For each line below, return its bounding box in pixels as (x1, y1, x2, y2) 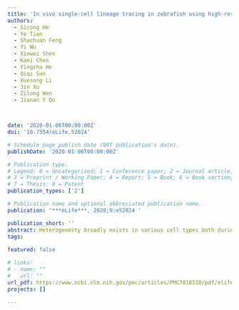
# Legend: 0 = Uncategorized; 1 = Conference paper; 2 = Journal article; (7, 167, 234, 175)
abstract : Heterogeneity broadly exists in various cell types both (7, 226, 215, 234)
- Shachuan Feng (14, 37, 62, 44)
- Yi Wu (14, 43, 37, 51)
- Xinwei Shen (14, 51, 55, 58)
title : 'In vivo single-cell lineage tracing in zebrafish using (7, 10, 205, 18)
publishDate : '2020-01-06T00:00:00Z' (7, 148, 119, 155)
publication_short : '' (7, 219, 75, 227)
